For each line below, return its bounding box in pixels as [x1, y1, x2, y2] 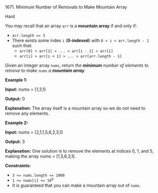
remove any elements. [5, 110, 50, 116]
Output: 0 [5, 96, 25, 102]
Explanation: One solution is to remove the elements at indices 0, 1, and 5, [5, 148, 154, 154]
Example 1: [5, 77, 28, 83]
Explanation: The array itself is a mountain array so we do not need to [5, 105, 146, 111]
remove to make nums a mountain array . [5, 68, 86, 73]
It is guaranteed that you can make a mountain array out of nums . [12, 182, 141, 188]
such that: [12, 43, 33, 48]
